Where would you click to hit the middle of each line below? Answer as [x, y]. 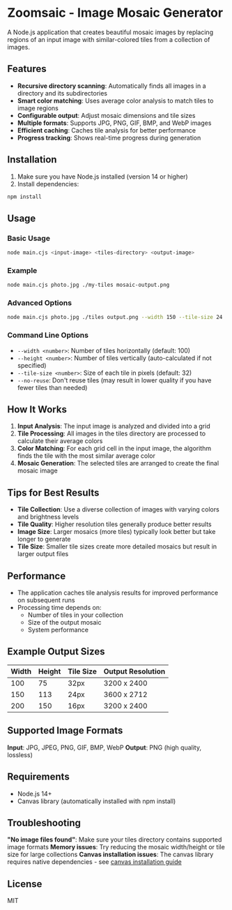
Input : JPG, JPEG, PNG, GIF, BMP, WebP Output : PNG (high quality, [105, 747]
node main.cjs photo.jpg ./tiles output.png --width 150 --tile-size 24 [115, 318]
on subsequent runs [46, 600]
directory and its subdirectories [62, 93]
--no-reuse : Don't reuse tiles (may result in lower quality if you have [114, 380]
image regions [38, 108]
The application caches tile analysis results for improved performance [117, 593]
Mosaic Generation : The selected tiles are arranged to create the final [118, 463]
